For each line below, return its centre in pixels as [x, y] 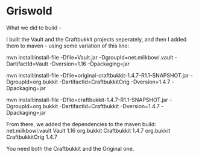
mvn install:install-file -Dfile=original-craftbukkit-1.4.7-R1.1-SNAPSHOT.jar [98, 75]
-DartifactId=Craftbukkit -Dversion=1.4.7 [109, 106]
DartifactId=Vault [27, 64]
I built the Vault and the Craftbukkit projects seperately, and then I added [96, 39]
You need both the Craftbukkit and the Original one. [70, 148]
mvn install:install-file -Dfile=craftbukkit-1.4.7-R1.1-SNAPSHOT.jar [87, 100]
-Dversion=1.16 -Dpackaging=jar [90, 64]
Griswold [29, 11]
